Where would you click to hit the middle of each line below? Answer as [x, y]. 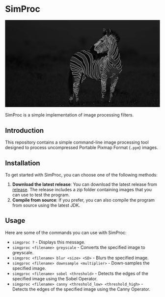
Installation [23, 163]
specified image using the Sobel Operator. [55, 278]
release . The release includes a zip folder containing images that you [82, 190]
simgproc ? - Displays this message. [49, 242]
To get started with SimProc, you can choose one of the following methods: [82, 175]
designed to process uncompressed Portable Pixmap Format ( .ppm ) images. [82, 148]
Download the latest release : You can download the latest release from [84, 184]
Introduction [25, 131]
